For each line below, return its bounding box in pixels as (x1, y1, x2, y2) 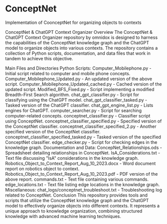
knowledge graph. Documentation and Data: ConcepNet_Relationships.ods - (5, 144, 162, 150)
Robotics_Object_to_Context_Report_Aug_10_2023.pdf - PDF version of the (5, 171, 158, 177)
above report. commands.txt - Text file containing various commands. (5, 176, 149, 182)
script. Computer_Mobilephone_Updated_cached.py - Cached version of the (5, 81, 162, 87)
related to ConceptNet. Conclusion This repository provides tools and (5, 192, 148, 198)
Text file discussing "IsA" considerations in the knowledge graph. (5, 155, 139, 161)
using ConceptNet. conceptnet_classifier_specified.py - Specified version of (5, 118, 162, 124)
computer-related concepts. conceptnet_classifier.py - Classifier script (5, 112, 151, 118)
